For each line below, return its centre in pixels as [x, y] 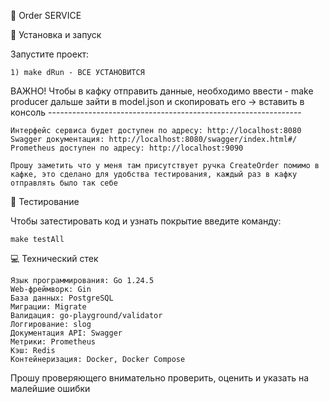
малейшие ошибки [50, 388]
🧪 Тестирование [45, 201]
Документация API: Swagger [66, 333]
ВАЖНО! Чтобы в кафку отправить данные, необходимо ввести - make [162, 91]
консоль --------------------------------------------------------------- [156, 112]
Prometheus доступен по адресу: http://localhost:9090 [127, 148]
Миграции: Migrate [48, 307]
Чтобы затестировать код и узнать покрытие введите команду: [146, 221]
